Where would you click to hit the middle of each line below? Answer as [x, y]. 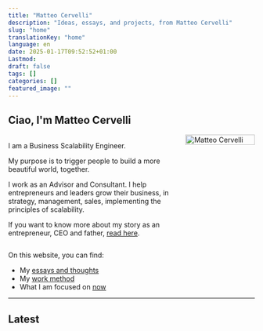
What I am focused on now [63, 287]
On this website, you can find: [56, 255]
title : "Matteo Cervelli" [50, 15]
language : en [29, 45]
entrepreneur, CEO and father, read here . [74, 233]
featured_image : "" [40, 88]
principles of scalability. [46, 209]
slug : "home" [29, 30]
